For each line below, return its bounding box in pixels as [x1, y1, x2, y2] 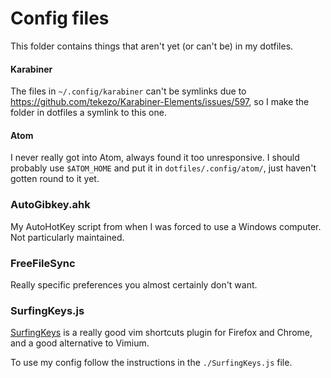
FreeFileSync [10, 256, 76, 270]
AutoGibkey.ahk [10, 198, 91, 212]
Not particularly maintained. [10, 231, 125, 243]
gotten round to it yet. [10, 173, 100, 185]
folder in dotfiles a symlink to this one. [10, 107, 167, 119]
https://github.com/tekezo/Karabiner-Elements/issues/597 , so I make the [10, 96, 310, 108]
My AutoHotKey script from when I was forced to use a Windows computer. [10, 220, 322, 232]
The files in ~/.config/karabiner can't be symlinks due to [10, 85, 247, 97]
